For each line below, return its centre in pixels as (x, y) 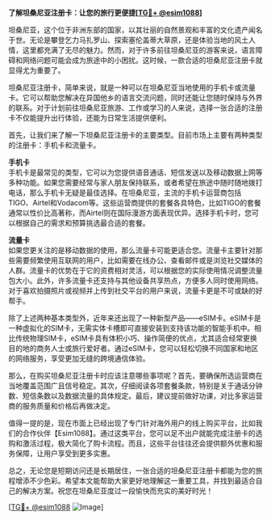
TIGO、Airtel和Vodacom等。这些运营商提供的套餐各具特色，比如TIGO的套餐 (135, 203)
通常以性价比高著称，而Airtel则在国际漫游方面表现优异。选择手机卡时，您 (130, 213)
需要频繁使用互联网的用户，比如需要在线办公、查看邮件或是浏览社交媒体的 (139, 260)
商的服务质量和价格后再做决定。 (61, 406)
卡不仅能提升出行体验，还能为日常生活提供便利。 (90, 118)
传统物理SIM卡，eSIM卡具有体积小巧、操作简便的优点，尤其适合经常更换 (136, 338)
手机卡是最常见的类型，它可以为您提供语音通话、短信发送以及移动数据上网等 (135, 172)
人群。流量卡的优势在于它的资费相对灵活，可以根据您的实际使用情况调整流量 (135, 271)
